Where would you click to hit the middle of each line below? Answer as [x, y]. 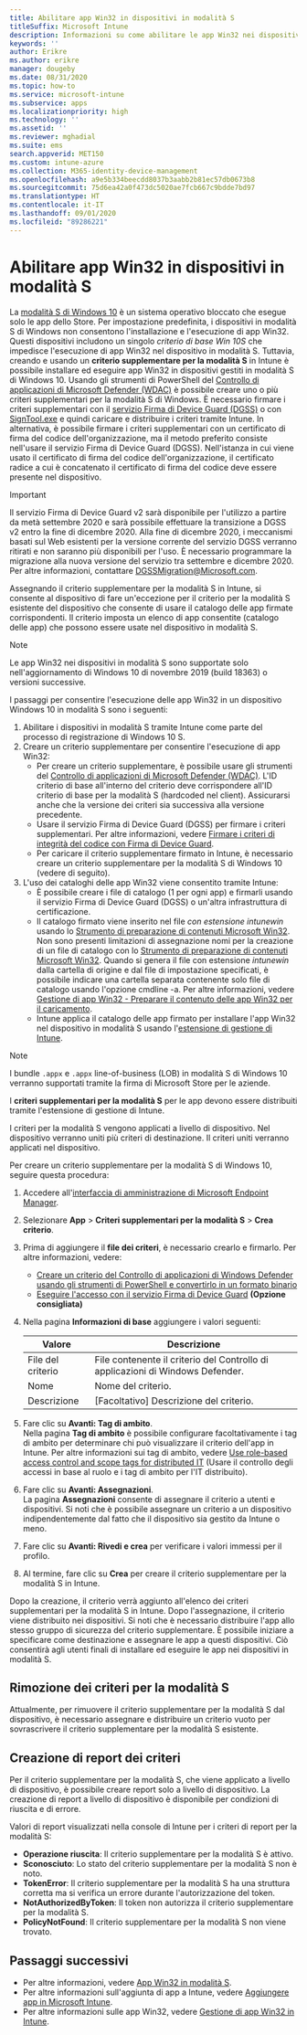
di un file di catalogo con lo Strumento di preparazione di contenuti [162, 950]
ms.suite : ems [37, 145]
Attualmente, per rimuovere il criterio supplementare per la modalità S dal [147, 1710]
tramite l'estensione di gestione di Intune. [87, 1110]
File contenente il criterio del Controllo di [181, 1360]
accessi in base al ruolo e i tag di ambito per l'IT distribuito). [135, 1471]
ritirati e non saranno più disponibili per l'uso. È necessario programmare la [151, 551]
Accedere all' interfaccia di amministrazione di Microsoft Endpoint [146, 1192]
